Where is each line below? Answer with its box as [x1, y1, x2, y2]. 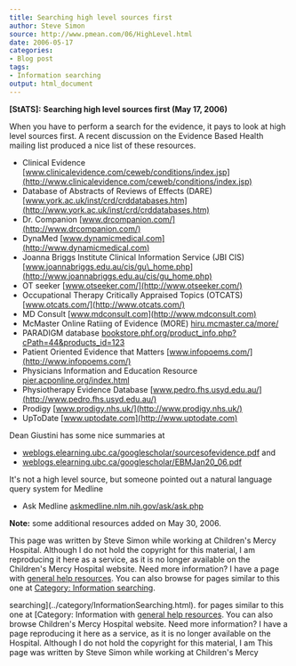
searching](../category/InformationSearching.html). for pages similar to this [9, 599, 284, 610]
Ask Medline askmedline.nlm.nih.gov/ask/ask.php [21, 500, 204, 511]
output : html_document [9, 79, 93, 88]
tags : [9, 63, 29, 72]
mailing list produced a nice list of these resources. [9, 140, 196, 150]
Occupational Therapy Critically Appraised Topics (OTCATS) [21, 289, 244, 300]
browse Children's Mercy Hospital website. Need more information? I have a [9, 618, 288, 629]
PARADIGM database [21, 327, 100, 338]
